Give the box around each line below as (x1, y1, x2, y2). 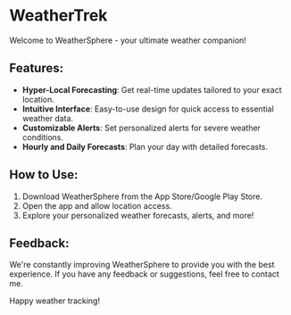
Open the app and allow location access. (21, 200, 172, 211)
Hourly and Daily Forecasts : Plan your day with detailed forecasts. (21, 141, 269, 152)
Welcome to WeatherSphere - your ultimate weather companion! (9, 35, 247, 46)
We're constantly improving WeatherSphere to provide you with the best (9, 260, 275, 270)
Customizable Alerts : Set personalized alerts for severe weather (21, 122, 262, 133)
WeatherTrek (9, 5, 108, 26)
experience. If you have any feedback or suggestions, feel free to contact (9, 269, 279, 279)
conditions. (21, 131, 64, 143)
